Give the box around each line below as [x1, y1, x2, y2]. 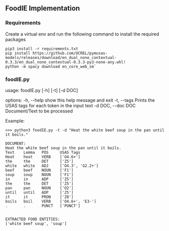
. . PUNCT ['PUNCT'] [5, 203, 81, 208]
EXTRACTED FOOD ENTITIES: [5, 216, 60, 222]
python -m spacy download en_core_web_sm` [5, 64, 96, 69]
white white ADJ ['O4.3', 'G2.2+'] [5, 163, 99, 168]
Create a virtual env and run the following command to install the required [5, 31, 159, 37]
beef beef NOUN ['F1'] [5, 167, 74, 172]
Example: [5, 118, 25, 124]
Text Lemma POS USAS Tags [5, 150, 81, 155]
